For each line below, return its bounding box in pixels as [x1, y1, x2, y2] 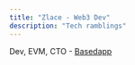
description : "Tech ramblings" [9, 21, 127, 30]
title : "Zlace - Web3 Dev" [9, 12, 111, 22]
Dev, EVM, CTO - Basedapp [9, 45, 112, 56]
